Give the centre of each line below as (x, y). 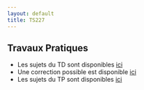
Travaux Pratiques (48, 48)
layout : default (31, 13)
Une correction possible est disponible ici (77, 72)
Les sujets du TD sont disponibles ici (70, 65)
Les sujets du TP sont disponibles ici (70, 80)
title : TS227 (26, 20)
